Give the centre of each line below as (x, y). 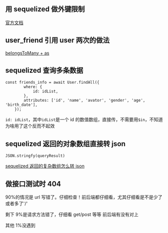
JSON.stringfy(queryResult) (35, 156)
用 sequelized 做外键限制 (45, 9)
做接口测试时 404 (33, 184)
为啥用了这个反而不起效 (30, 126)
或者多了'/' (17, 204)
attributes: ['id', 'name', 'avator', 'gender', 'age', (85, 101)
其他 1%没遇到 (20, 225)
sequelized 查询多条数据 (44, 71)
